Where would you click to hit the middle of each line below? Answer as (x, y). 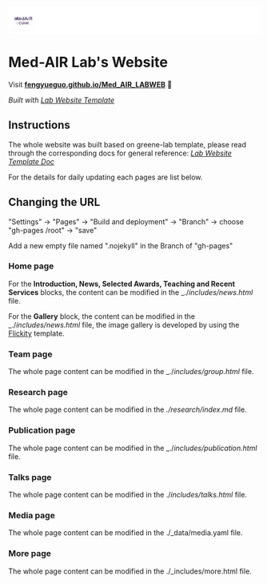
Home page (31, 266)
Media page (32, 515)
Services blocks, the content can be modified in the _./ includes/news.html (131, 292)
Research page (38, 393)
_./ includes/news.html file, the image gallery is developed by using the (124, 324)
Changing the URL (54, 202)
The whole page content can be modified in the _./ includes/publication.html (133, 448)
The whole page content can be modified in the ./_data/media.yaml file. (126, 533)
